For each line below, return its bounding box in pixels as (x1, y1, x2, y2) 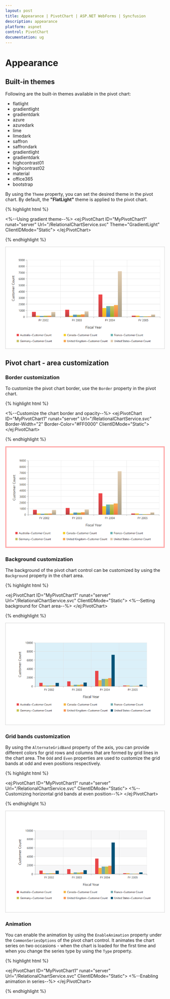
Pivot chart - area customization (5, 358, 109, 367)
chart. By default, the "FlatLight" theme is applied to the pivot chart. (5, 196, 148, 202)
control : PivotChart (5, 29, 49, 35)
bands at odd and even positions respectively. (5, 760, 101, 766)
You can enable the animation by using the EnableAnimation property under (5, 932, 162, 938)
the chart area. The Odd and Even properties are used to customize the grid (5, 755, 160, 761)
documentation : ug (5, 35, 44, 40)
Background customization (5, 556, 73, 563)
